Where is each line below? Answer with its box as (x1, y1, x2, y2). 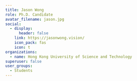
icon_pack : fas (14, 40, 47, 45)
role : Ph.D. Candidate (5, 12, 53, 17)
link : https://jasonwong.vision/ (14, 36, 85, 41)
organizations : (5, 49, 37, 54)
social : (5, 21, 22, 27)
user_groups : (5, 63, 33, 68)
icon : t (14, 45, 30, 50)
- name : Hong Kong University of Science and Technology (10, 54, 132, 59)
